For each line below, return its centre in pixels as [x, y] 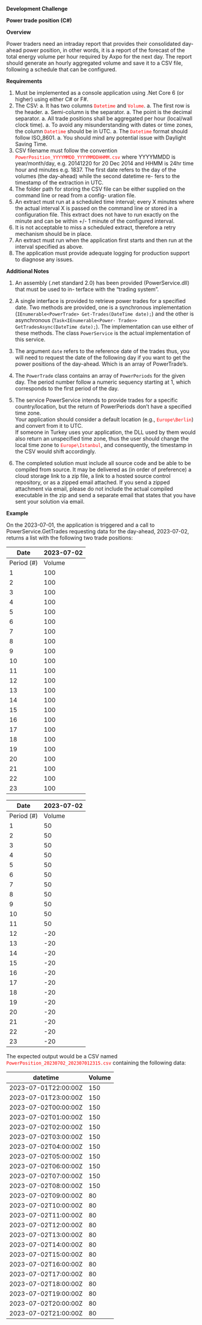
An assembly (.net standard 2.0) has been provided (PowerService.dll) [102, 283]
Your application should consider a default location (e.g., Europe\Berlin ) [104, 419]
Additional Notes [28, 271]
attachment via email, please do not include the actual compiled [94, 489]
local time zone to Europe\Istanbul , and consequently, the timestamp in [103, 445]
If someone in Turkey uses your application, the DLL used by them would [105, 432]
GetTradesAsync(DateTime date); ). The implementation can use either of [104, 326]
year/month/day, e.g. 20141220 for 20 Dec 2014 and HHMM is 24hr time [104, 163]
